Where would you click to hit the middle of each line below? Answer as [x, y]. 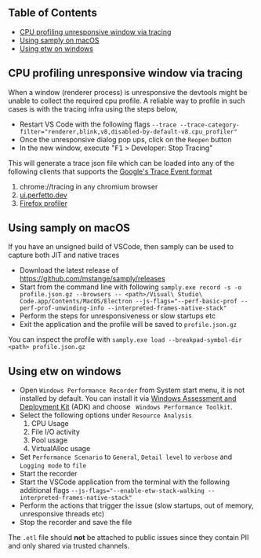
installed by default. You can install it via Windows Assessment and [128, 398]
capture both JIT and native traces [64, 255]
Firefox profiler [43, 203]
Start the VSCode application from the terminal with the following [124, 482]
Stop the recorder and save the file [76, 523]
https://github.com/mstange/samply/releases [92, 279]
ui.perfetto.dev [43, 195]
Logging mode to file [53, 465]
